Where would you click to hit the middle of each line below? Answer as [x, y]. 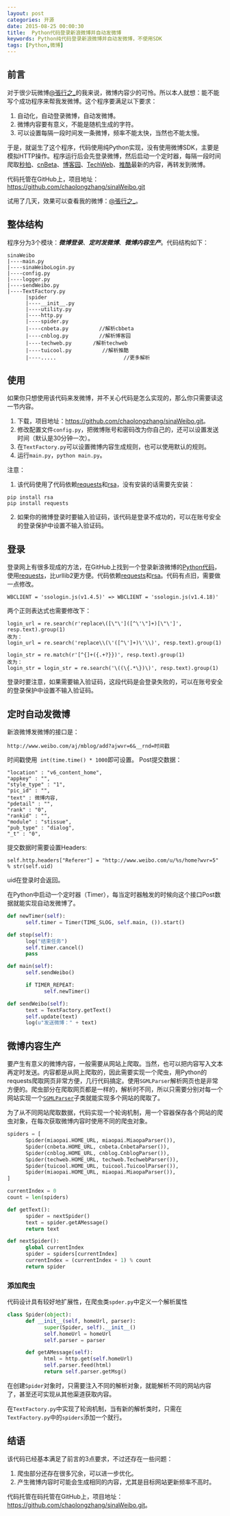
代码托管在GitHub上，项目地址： [53, 179]
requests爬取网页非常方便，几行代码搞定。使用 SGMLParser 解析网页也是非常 [113, 1081]
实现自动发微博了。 [52, 903]
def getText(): [29, 1210]
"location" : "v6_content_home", [55, 773]
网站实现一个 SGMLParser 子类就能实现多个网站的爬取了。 [86, 1098]
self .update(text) [51, 1017]
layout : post [26, 13]
